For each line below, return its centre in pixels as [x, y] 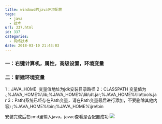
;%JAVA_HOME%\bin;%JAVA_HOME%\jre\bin [58, 106]
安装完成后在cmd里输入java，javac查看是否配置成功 [57, 116]
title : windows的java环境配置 [34, 9]
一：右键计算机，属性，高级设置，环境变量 [55, 63]
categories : [17, 37]
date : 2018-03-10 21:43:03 [32, 46]
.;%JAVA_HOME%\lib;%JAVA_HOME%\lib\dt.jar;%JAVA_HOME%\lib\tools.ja [81, 94]
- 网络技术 [19, 41]
